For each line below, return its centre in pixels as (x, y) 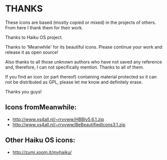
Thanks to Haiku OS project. (34, 37)
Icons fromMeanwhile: (41, 107)
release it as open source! (32, 52)
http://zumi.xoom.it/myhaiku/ (42, 152)
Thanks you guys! (23, 91)
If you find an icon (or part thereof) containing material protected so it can (81, 77)
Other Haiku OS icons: (40, 140)
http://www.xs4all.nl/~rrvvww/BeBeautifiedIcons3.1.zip (69, 124)
